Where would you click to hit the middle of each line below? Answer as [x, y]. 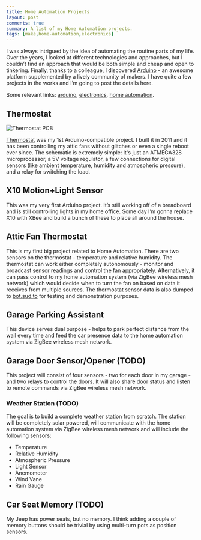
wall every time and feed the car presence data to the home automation [94, 335]
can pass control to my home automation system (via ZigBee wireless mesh [100, 276]
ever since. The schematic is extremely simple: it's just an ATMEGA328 [94, 152]
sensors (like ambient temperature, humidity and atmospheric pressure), [96, 165]
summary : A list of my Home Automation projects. [70, 29]
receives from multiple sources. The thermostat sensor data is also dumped [100, 290]
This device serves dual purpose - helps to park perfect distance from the [98, 329]
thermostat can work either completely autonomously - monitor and [90, 264]
